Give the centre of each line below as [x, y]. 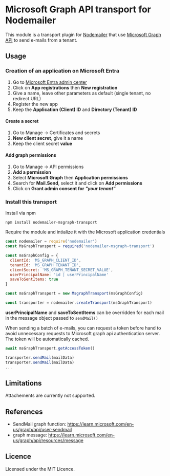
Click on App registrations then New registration [65, 87]
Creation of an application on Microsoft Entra [62, 71]
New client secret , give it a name [48, 138]
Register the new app [35, 104]
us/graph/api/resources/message [48, 441]
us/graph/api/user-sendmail [42, 430]
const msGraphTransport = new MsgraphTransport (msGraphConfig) [74, 294]
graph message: [30, 435]
